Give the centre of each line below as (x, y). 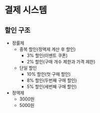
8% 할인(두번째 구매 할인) (52, 80)
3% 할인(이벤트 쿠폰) (47, 56)
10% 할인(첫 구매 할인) (49, 74)
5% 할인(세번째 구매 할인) (52, 87)
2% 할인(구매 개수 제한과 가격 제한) (61, 62)
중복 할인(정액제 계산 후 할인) (48, 49)
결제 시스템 (26, 10)
